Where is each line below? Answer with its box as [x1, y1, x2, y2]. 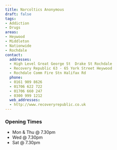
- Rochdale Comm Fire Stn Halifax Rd [9, 71, 86, 75]
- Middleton [5, 39, 29, 44]
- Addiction [5, 20, 29, 26]
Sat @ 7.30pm [12, 140, 40, 146]
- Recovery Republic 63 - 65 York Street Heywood [9, 66, 112, 71]
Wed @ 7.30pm [12, 134, 43, 140]
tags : [5, 16, 16, 21]
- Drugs [5, 25, 21, 30]
